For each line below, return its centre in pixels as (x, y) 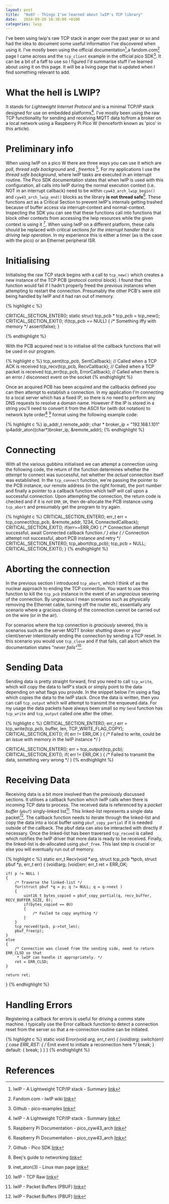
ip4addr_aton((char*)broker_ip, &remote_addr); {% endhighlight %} (75, 429)
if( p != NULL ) (23, 874)
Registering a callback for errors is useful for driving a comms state (75, 1019)
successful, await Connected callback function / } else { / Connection (77, 533)
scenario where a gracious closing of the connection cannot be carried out (83, 610)
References (30, 1070)
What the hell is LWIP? (53, 92)
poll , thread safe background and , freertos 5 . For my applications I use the (83, 169)
